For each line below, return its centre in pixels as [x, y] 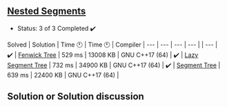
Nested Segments [47, 11]
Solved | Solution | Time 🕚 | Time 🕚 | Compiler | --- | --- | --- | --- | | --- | [112, 45]
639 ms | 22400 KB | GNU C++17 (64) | [63, 75]
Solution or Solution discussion [76, 96]
